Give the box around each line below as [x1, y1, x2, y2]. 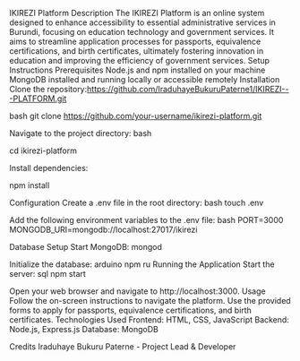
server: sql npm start [9, 269, 87, 279]
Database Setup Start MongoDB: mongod [9, 242, 163, 252]
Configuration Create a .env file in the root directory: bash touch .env [9, 197, 264, 208]
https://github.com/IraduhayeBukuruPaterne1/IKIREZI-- [86, 84, 289, 94]
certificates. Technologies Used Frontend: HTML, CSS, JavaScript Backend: [9, 314, 289, 325]
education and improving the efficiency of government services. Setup [9, 56, 270, 65]
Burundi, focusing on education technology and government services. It [9, 27, 275, 37]
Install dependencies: [9, 163, 89, 173]
